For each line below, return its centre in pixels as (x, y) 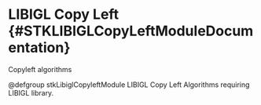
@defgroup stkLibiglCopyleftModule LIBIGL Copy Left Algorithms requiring (129, 85)
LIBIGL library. (31, 92)
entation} (39, 48)
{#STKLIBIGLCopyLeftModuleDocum (131, 31)
